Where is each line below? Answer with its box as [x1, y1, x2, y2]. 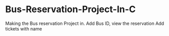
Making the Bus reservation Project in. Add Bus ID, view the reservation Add [5, 20, 164, 26]
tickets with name [5, 25, 42, 31]
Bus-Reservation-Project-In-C [5, 4, 136, 15]
